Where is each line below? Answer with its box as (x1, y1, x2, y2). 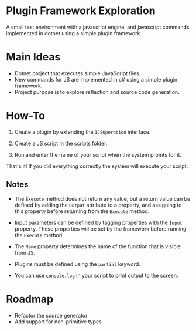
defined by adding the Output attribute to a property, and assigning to (14, 201, 182, 208)
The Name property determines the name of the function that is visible (14, 242, 181, 250)
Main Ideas (6, 50, 61, 64)
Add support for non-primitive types (14, 318, 102, 325)
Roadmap (6, 292, 54, 306)
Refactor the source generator (14, 312, 88, 319)
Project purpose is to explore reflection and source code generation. (14, 88, 180, 95)
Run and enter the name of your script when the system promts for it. (14, 151, 181, 158)
